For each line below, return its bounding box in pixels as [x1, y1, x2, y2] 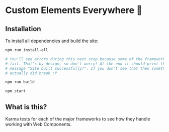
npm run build [5, 80, 35, 85]
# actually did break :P [5, 70, 57, 76]
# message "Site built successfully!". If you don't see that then [5, 66, 150, 71]
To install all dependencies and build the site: [5, 38, 99, 44]
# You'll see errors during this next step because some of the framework [5, 56, 165, 62]
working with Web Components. [5, 121, 72, 127]
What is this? [5, 102, 47, 111]
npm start [5, 89, 26, 94]
